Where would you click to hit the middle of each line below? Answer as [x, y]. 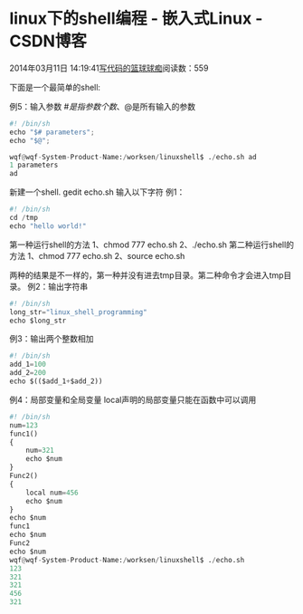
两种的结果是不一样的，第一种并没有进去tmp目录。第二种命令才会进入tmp [147, 275]
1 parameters [34, 165]
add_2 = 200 [28, 373]
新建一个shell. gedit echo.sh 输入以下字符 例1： [97, 192]
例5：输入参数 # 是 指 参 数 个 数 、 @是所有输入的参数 [103, 106]
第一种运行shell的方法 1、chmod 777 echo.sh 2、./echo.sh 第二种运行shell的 [152, 245]
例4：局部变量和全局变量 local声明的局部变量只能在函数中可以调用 [133, 399]
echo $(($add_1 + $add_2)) [56, 381]
